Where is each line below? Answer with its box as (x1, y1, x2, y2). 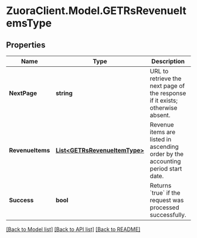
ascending (150, 142, 179, 151)
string (55, 89, 73, 97)
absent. (150, 111, 171, 119)
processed (150, 203, 179, 212)
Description (151, 57, 185, 65)
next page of (150, 82, 185, 90)
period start (150, 165, 182, 172)
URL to (150, 67, 169, 75)
